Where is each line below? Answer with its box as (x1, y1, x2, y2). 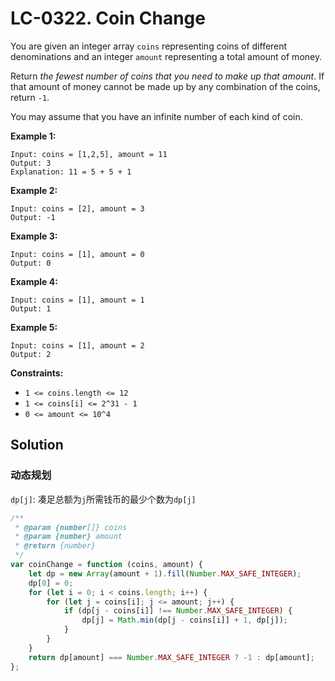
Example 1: (10, 130, 57, 142)
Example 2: (10, 184, 58, 196)
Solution (10, 437, 64, 454)
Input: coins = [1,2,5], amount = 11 (10, 149, 168, 159)
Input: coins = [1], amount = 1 (10, 295, 145, 305)
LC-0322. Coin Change (10, 7, 206, 30)
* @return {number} (14, 541, 97, 551)
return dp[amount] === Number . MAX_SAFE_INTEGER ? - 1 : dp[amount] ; (28, 652, 315, 662)
